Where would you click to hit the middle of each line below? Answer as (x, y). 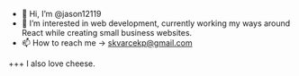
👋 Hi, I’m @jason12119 (61, 14)
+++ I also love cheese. (52, 63)
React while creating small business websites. (107, 33)
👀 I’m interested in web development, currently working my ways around (156, 23)
